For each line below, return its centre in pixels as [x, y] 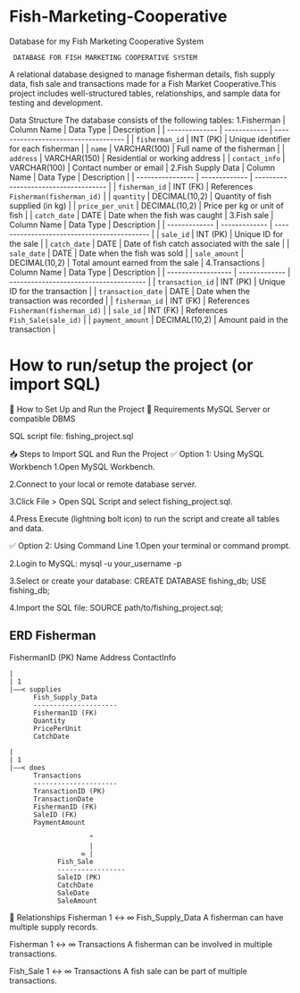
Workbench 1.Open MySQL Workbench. [82, 466]
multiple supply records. [54, 927]
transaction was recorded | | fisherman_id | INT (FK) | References [129, 301]
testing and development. [56, 102]
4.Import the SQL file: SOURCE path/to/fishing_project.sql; [117, 607]
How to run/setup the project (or [131, 365]
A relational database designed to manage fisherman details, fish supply [142, 74]
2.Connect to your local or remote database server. [103, 484]
